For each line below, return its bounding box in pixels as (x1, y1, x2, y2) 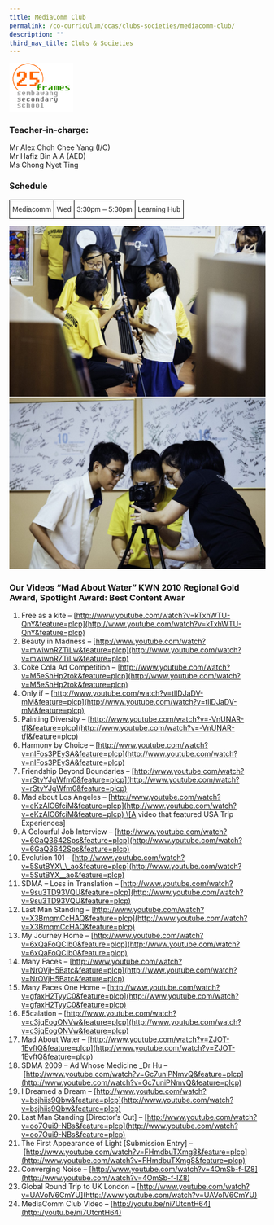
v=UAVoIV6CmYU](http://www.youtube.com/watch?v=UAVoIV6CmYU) (20, 1190, 258, 1201)
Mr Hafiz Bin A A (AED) (9, 151, 86, 161)
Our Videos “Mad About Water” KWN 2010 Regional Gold (9, 582, 240, 593)
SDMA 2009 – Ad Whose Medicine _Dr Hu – (20, 1060, 168, 1070)
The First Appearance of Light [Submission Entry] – (20, 1139, 194, 1148)
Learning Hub (137, 204, 181, 213)
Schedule (9, 180, 48, 191)
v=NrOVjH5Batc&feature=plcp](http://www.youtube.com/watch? (20, 965, 237, 975)
